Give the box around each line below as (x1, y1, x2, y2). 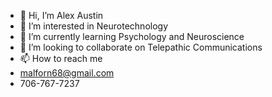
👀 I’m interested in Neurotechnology (19, 20, 169, 32)
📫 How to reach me (19, 53, 103, 64)
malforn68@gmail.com (19, 67, 115, 79)
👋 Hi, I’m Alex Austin (19, 10, 104, 21)
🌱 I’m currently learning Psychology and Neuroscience (19, 31, 245, 42)
